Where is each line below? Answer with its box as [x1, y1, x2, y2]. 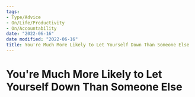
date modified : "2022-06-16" [6, 36, 78, 42]
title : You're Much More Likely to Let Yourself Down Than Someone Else [6, 42, 190, 48]
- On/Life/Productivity [6, 20, 65, 26]
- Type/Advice [6, 14, 41, 20]
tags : [6, 8, 20, 15]
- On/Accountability [6, 25, 57, 32]
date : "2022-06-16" [6, 31, 55, 37]
